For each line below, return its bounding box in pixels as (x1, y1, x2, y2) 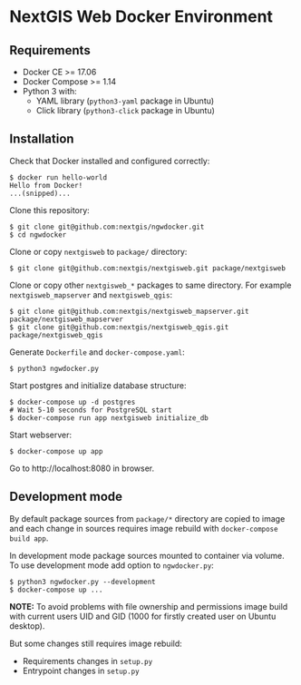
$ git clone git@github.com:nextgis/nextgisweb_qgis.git (9, 322, 229, 332)
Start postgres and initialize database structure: (9, 379, 187, 391)
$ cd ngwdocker (9, 230, 67, 240)
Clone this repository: (9, 204, 91, 215)
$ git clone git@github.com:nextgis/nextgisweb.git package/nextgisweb (9, 263, 286, 273)
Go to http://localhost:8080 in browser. (9, 463, 155, 474)
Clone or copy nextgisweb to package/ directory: (9, 246, 188, 257)
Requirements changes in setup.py (22, 655, 153, 666)
